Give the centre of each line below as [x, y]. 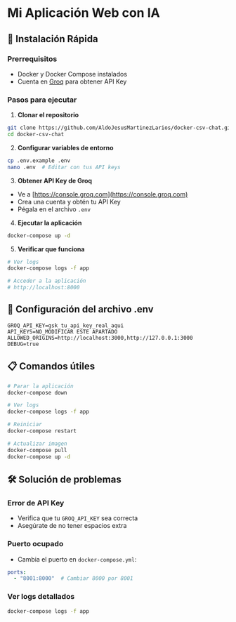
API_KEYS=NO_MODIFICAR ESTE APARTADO [63, 331]
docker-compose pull [38, 450]
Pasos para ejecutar [42, 100]
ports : [17, 572]
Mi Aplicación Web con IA [84, 13]
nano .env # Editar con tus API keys [64, 167]
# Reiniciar [25, 425]
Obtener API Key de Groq [55, 180]
